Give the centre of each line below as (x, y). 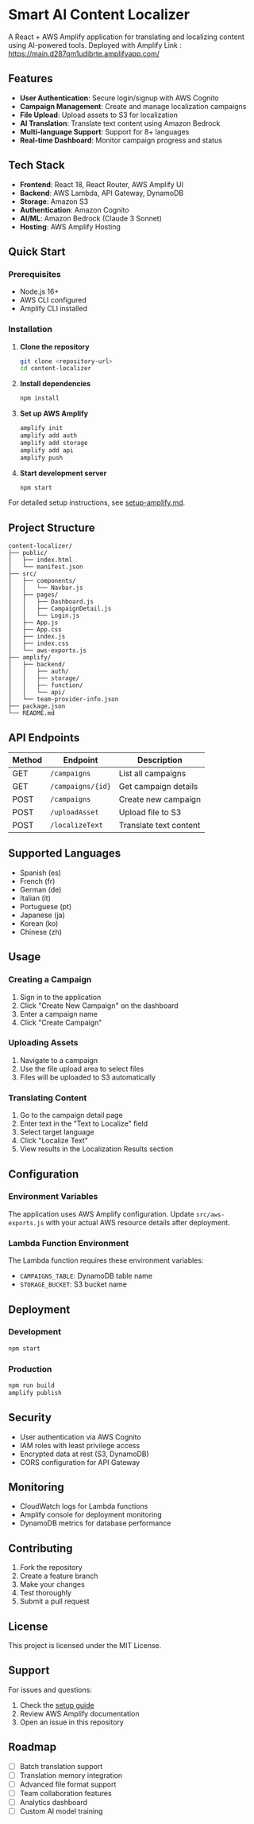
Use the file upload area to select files (82, 1068)
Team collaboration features (66, 1793)
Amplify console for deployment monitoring (91, 1515)
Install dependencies (55, 384)
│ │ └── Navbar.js (46, 588)
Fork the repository (51, 1568)
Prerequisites (35, 274)
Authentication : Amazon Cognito (74, 209)
